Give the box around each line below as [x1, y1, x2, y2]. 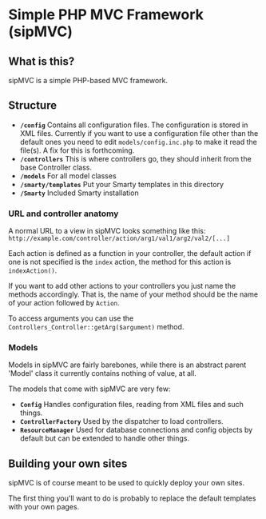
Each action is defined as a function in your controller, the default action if [8, 249, 252, 258]
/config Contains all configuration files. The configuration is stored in [19, 120, 248, 130]
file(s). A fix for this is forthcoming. [19, 146, 135, 155]
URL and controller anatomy [8, 208, 119, 219]
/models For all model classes [19, 170, 117, 181]
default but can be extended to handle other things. [19, 433, 190, 443]
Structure [8, 98, 58, 113]
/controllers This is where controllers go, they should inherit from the [19, 154, 252, 163]
